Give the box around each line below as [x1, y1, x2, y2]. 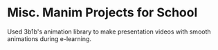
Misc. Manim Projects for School [7, 5, 198, 21]
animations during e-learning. [7, 34, 92, 42]
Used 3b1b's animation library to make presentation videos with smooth [7, 27, 211, 36]
